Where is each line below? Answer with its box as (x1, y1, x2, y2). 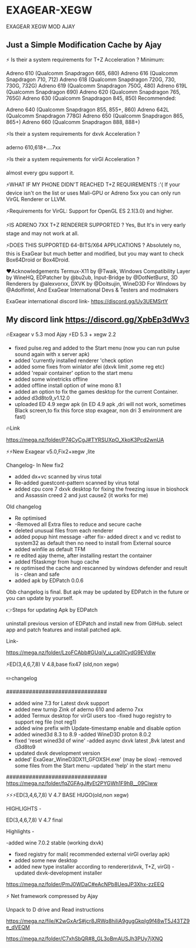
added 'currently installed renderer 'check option (14, 357, 133, 364)
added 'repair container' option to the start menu (14, 369, 133, 376)
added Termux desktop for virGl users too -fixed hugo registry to (14, 712, 172, 719)
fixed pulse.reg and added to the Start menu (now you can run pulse (14, 344, 180, 351)
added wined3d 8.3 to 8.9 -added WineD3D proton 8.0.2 (14, 731, 151, 738)
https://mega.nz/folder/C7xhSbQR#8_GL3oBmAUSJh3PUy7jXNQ (6, 935, 163, 942)
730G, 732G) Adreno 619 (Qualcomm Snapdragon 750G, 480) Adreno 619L (6, 82, 188, 89)
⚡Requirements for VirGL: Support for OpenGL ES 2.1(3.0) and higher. (6, 207, 174, 215)
